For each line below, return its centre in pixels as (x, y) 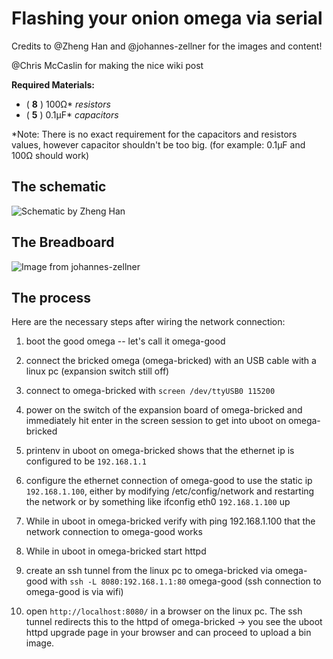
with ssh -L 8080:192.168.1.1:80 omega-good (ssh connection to (185, 581)
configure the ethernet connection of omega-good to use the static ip (169, 481)
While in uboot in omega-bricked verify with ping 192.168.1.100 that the (170, 521)
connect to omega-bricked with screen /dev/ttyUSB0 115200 (150, 391)
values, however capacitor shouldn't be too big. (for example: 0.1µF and (158, 144)
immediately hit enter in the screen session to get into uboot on (156, 421)
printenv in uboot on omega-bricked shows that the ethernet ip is (160, 451)
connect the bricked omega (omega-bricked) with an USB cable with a (171, 361)
